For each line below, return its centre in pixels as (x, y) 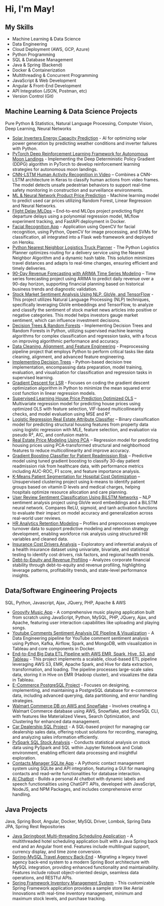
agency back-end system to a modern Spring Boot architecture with (81, 862)
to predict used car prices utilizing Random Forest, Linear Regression (82, 200)
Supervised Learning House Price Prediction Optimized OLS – (74, 398)
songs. (19, 628)
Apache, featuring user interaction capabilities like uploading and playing (86, 622)
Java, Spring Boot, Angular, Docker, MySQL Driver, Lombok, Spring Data (78, 821)
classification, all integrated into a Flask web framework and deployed (82, 237)
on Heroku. (23, 242)
